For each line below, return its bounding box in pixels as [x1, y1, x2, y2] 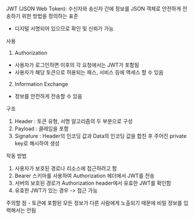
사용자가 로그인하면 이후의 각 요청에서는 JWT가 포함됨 [14, 61, 139, 68]
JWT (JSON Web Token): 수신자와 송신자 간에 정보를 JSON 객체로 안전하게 [6, 5, 181, 12]
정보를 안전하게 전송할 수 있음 [14, 93, 82, 99]
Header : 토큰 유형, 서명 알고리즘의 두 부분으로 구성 [14, 118, 133, 125]
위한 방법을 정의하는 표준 [21, 12, 79, 19]
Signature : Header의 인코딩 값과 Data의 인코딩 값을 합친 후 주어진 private [14, 132, 187, 140]
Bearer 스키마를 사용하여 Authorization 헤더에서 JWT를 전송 [14, 172, 155, 179]
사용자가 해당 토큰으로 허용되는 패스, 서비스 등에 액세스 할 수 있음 [14, 69, 163, 75]
